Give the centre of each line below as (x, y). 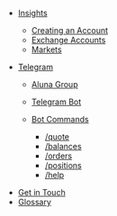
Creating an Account (70, 30)
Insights (32, 13)
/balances (63, 146)
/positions (63, 165)
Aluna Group (54, 84)
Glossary (35, 202)
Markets (46, 49)
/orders (58, 156)
